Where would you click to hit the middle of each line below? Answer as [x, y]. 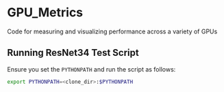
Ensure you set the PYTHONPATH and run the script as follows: [91, 69]
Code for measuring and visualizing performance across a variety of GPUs [112, 31]
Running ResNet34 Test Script [73, 53]
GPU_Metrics [45, 13]
